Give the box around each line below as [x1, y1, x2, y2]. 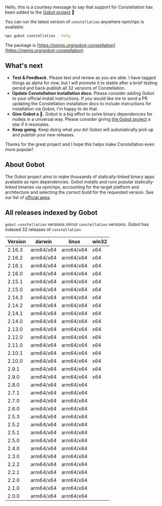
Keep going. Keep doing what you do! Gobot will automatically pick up [12, 127, 154, 132]
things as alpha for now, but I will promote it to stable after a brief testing [12, 80, 158, 86]
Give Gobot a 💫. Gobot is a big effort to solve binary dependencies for [12, 111, 153, 117]
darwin [35, 238, 52, 245]
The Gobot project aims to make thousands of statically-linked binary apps [5, 174, 155, 179]
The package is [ [5, 42, 39, 48]
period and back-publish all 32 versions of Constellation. [12, 85, 126, 91]
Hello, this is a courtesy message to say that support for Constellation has [5, 4, 153, 10]
